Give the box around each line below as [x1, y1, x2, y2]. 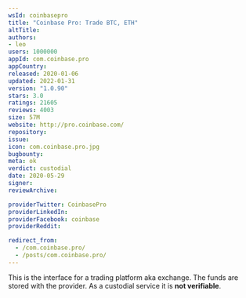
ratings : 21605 [8, 99, 58, 107]
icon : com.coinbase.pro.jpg [8, 143, 100, 151]
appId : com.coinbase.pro [8, 56, 89, 64]
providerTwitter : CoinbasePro [8, 201, 107, 209]
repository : [8, 128, 47, 136]
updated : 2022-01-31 [8, 77, 76, 85]
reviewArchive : [8, 186, 58, 194]
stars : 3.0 [8, 92, 44, 100]
